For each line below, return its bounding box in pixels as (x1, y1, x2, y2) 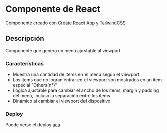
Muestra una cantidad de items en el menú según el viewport (12, 71, 140, 78)
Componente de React (5, 3, 101, 15)
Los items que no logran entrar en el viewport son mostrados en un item (12, 77, 162, 83)
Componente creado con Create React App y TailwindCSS (5, 20, 126, 26)
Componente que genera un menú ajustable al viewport (5, 47, 121, 53)
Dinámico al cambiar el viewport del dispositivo (12, 98, 111, 104)
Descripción (5, 34, 44, 43)
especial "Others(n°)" (12, 82, 57, 88)
